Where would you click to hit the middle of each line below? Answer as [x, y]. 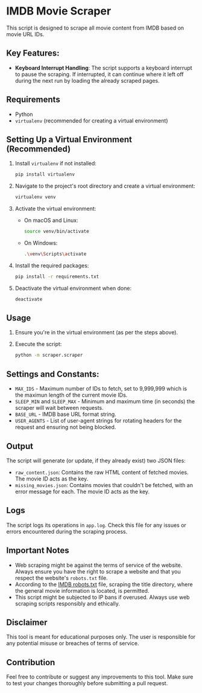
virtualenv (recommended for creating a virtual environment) [91, 120]
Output [20, 446]
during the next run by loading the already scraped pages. [87, 80]
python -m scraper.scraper [49, 355]
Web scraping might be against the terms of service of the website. [99, 565]
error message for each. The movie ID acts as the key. [82, 491]
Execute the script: [38, 344]
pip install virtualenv [45, 174]
